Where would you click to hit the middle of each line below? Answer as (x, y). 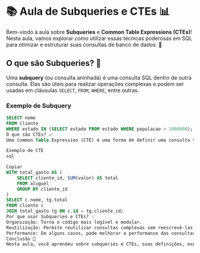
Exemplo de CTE (25, 151)
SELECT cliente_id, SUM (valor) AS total (68, 178)
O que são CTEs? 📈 (30, 134)
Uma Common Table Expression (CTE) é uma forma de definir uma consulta (98, 140)
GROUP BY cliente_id (42, 189)
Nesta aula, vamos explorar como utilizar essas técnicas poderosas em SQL (99, 38)
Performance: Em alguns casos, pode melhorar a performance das (87, 233)
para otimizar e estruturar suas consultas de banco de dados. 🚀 (84, 45)
